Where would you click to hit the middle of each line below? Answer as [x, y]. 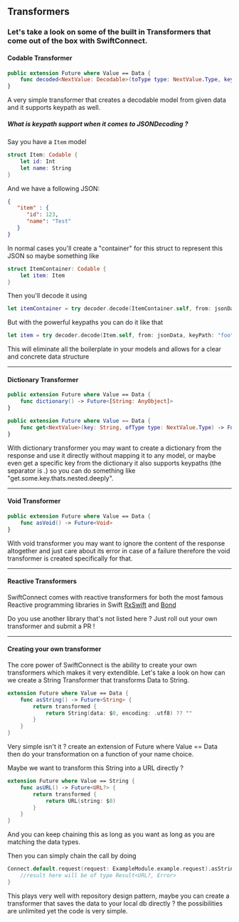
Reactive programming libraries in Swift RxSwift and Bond [92, 605]
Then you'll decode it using [47, 296]
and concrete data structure [48, 357]
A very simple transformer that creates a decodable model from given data [117, 100]
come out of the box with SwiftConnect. [78, 41]
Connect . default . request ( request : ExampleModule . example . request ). [110, 869]
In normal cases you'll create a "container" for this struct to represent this [115, 248]
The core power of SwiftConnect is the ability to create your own [102, 665]
